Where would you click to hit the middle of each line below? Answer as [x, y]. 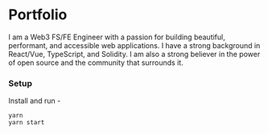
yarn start [27, 123]
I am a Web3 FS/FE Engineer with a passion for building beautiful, [117, 37]
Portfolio [38, 15]
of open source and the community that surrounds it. [96, 63]
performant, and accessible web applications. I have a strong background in [134, 45]
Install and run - [35, 101]
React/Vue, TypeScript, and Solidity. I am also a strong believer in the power [134, 54]
